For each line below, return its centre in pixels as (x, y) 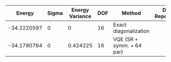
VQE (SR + (126, 39)
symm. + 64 (127, 46)
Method (132, 13)
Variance (80, 16)
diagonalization (132, 31)
